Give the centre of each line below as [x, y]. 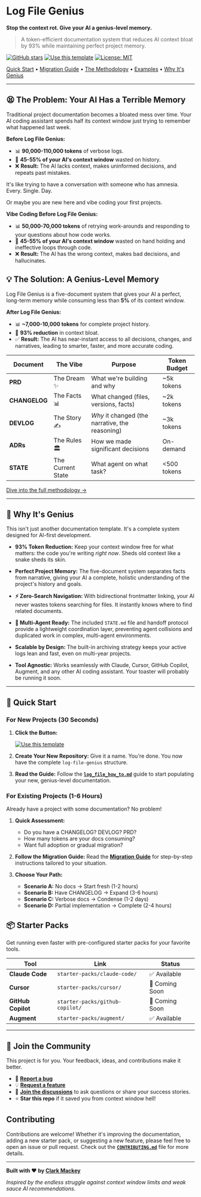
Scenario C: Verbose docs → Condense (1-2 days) [86, 899]
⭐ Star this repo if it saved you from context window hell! [85, 1098]
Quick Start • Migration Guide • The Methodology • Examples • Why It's [95, 69]
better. [14, 1067]
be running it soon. [38, 678]
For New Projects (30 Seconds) [52, 719]
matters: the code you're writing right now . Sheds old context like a [98, 553]
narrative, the [110, 423]
